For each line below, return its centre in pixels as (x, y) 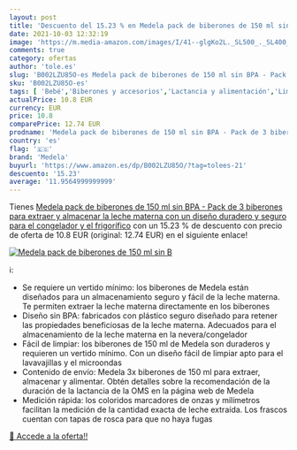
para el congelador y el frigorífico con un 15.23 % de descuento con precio (146, 225)
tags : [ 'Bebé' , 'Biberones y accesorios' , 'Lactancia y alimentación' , (142, 91)
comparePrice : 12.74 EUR (55, 125)
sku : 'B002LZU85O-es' (49, 83)
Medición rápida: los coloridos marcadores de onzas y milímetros (141, 400)
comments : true (37, 50)
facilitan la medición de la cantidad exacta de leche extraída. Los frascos (154, 410)
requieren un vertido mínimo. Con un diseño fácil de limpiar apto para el (152, 354)
